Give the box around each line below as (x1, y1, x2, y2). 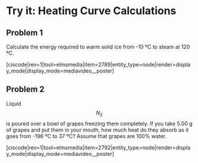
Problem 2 (6, 84, 45, 94)
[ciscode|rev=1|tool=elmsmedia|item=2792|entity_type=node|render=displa (6, 144, 191, 151)
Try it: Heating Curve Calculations (6, 4, 176, 18)
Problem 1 (6, 28, 43, 38)
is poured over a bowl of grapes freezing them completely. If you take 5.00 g (6, 120, 193, 127)
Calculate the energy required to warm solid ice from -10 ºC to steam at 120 (6, 43, 190, 50)
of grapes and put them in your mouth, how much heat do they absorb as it (6, 126, 189, 133)
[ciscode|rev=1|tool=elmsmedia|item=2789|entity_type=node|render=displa (6, 61, 191, 68)
